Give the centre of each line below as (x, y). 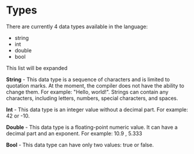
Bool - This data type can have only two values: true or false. (80, 145)
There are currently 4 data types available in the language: (77, 26)
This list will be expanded (37, 68)
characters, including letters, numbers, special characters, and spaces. (92, 98)
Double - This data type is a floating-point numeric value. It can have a (92, 127)
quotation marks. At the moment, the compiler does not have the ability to (95, 85)
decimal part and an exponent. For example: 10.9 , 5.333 (74, 133)
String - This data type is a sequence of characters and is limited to (88, 79)
